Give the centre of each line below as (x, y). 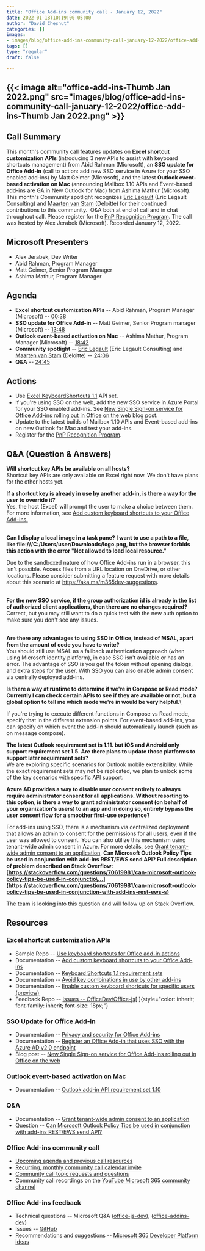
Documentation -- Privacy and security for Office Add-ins (88, 1035)
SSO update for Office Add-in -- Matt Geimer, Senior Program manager (106, 323)
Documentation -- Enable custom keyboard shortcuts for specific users (105, 986)
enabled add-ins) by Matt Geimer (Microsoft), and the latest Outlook (92, 177)
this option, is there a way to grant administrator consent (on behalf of (97, 802)
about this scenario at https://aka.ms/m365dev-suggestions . (82, 582)
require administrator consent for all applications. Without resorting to (97, 796)
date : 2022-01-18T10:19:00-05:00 (49, 18)
